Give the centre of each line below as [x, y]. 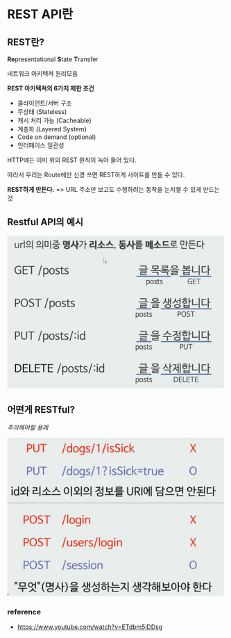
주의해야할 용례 [28, 427]
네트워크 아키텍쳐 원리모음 [43, 73]
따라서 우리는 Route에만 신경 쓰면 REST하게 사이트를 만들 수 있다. [96, 175]
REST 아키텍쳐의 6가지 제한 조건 [51, 88]
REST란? [26, 42]
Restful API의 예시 [45, 222]
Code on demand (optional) [57, 137]
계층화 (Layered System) [52, 129]
